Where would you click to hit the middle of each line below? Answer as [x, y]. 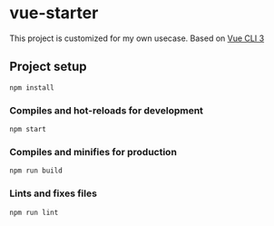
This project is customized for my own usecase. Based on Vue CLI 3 [137, 38]
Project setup [49, 67]
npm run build [36, 171]
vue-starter [54, 13]
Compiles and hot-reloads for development [107, 110]
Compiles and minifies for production [93, 152]
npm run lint [34, 212]
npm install [32, 88]
